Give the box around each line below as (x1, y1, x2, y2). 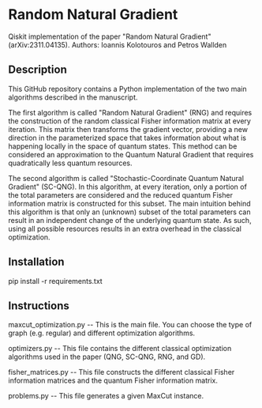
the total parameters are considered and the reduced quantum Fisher (8, 190, 233, 199)
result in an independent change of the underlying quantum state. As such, (8, 215, 252, 225)
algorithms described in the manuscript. (8, 93, 138, 102)
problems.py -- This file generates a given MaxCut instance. (8, 391, 204, 401)
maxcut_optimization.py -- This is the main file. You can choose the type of (8, 320, 253, 330)
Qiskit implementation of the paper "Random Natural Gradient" (8, 32, 211, 41)
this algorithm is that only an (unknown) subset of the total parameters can (8, 207, 251, 217)
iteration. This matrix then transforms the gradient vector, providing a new (8, 124, 249, 134)
